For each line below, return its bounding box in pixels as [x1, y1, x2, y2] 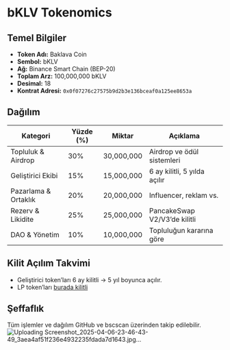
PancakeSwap [149, 205, 195, 215]
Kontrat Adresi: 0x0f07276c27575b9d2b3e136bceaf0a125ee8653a [16, 87, 192, 95]
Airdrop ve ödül [149, 147, 199, 156]
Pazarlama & [10, 186, 51, 196]
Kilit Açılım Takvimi [7, 258, 90, 269]
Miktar [112, 131, 134, 140]
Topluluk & [10, 147, 44, 156]
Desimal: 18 [16, 79, 51, 87]
